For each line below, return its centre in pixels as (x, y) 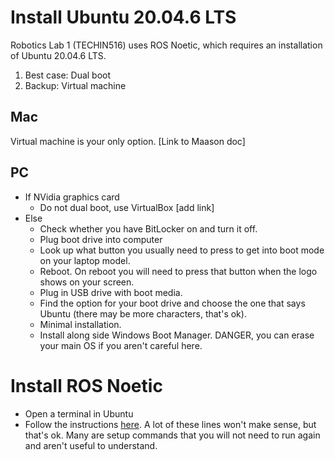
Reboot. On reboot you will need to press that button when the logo (178, 271)
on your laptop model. (85, 260)
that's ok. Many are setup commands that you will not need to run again (172, 435)
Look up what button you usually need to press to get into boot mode (182, 250)
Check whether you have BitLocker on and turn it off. (148, 228)
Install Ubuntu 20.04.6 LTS (123, 17)
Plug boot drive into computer (101, 239)
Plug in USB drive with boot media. (111, 292)
